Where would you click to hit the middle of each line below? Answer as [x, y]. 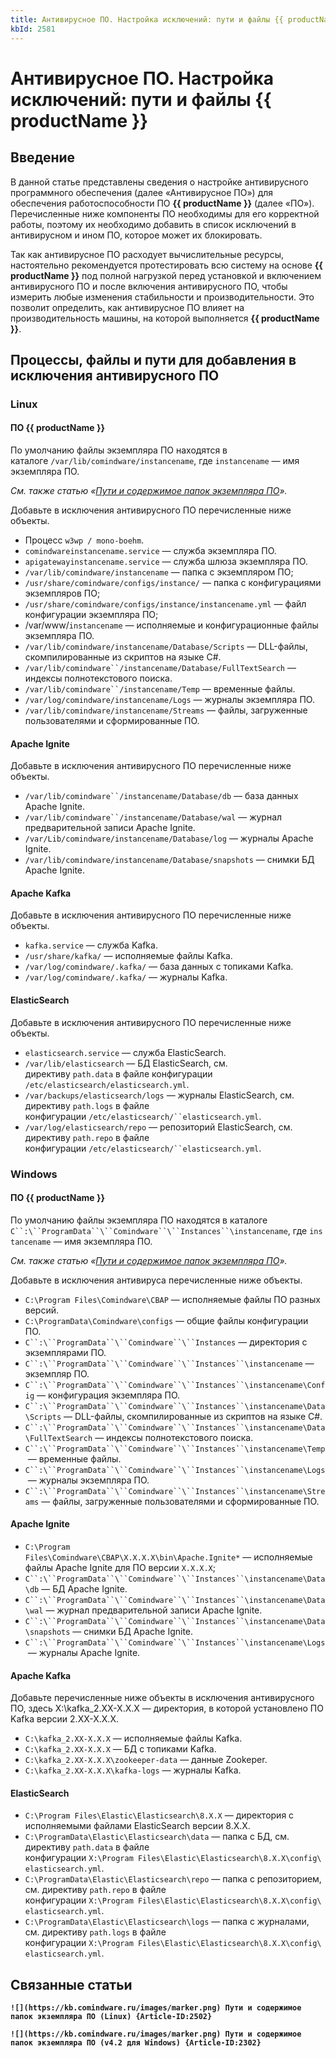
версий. [42, 1310]
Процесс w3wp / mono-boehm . [84, 540]
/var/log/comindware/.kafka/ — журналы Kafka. [126, 977]
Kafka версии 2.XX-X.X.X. [64, 1719]
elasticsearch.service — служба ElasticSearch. [125, 1052]
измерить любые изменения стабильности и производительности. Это [162, 297]
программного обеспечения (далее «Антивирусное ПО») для [142, 192]
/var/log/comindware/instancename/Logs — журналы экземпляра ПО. [169, 700]
